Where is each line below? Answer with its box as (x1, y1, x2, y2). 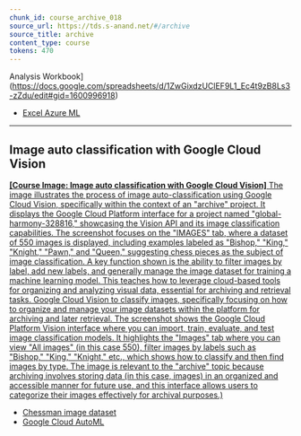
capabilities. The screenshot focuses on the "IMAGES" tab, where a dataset (9, 227, 288, 238)
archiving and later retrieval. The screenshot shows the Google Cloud (9, 313, 266, 324)
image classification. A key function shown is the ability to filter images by (9, 256, 282, 266)
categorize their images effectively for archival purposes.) (9, 389, 224, 400)
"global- (251, 208, 282, 219)
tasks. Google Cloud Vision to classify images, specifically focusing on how (9, 293, 288, 305)
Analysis (9, 71, 41, 82)
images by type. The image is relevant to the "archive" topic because (9, 361, 264, 371)
